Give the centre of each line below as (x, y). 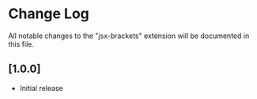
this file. (21, 44)
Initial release (41, 88)
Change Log (49, 14)
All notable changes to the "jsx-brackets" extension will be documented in (129, 36)
